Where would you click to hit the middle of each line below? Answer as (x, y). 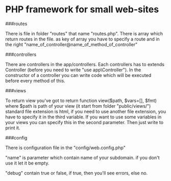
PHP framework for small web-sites (82, 9)
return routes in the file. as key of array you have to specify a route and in (82, 39)
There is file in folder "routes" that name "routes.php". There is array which (84, 33)
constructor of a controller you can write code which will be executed (78, 75)
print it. (13, 128)
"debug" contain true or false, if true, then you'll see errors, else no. (77, 173)
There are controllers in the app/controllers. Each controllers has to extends (85, 64)
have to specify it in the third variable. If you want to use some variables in (83, 117)
